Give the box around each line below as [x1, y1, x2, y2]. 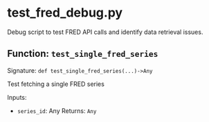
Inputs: [7, 93, 27, 101]
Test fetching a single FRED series [7, 80, 105, 88]
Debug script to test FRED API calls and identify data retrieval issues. [7, 28, 203, 36]
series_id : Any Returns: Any [17, 106, 97, 115]
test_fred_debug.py [7, 5, 123, 21]
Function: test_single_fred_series [7, 48, 158, 60]
